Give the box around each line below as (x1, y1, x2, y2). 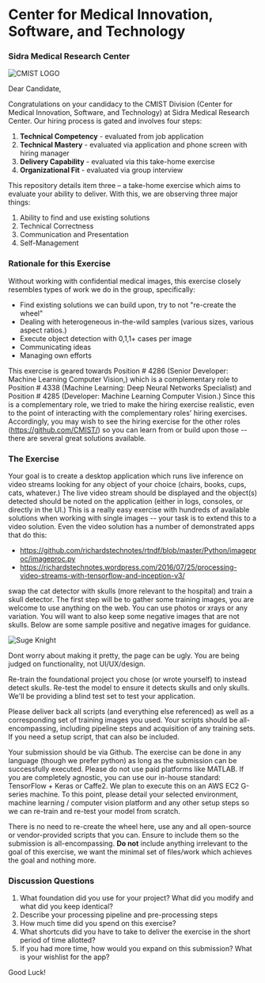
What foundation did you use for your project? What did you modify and (19, 893, 254, 903)
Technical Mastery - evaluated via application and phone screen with (19, 140, 248, 150)
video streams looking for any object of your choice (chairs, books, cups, (8, 480, 247, 490)
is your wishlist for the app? (19, 952, 110, 962)
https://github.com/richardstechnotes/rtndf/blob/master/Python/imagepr (19, 546, 257, 555)
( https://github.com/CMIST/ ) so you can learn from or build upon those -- (8, 424, 248, 434)
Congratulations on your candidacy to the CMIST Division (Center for (8, 99, 233, 109)
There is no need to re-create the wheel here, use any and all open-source (8, 822, 252, 831)
